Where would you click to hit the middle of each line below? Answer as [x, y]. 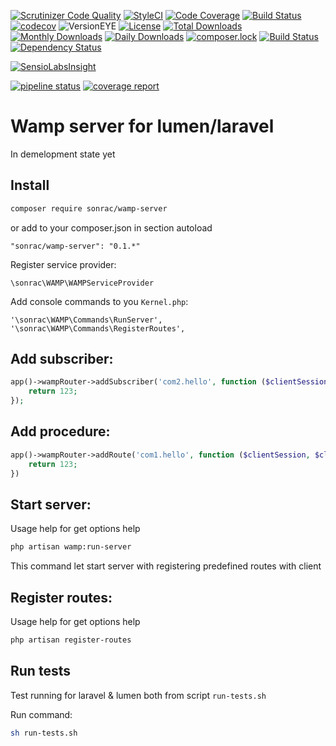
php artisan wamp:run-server [71, 547]
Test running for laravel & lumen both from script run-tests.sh [138, 695]
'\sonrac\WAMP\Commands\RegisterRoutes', [98, 328]
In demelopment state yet [63, 154]
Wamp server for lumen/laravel [142, 126]
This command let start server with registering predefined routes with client [166, 566]
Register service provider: [63, 264]
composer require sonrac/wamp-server [89, 208]
